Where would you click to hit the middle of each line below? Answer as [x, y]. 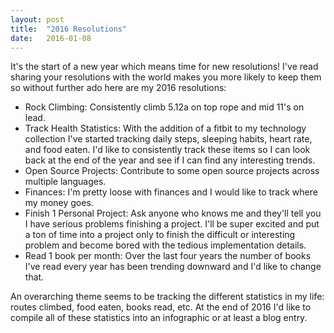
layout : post [37, 19]
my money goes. [59, 203]
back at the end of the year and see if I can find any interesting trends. [170, 160]
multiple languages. [65, 182]
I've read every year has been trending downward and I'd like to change [173, 267]
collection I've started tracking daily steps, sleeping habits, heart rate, [168, 139]
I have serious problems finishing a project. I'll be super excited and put [172, 224]
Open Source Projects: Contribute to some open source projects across [172, 171]
